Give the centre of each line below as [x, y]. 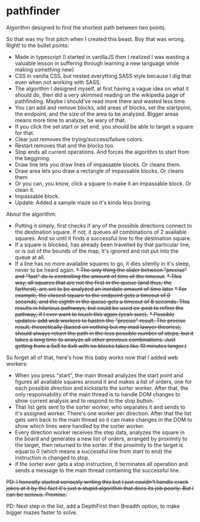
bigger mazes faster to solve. [42, 512]
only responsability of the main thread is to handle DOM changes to [97, 394]
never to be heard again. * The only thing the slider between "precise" [101, 270]
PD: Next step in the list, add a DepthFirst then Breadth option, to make [93, 506]
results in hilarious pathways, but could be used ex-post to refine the [99, 307]
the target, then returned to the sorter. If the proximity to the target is [99, 445]
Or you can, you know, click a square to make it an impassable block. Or [103, 184]
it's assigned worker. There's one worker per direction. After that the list [103, 413]
